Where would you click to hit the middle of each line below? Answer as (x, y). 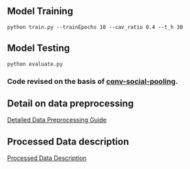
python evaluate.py (35, 64)
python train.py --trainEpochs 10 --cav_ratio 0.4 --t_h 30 (95, 27)
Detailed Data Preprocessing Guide (57, 120)
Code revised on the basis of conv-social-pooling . (93, 81)
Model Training (40, 11)
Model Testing (39, 48)
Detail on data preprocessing (71, 103)
